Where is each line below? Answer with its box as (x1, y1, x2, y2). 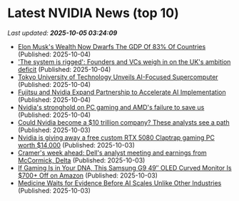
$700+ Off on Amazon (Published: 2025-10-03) (17, 171, 158, 180)
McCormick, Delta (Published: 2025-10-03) (17, 155, 146, 165)
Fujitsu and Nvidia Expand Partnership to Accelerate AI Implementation (17, 88, 226, 96)
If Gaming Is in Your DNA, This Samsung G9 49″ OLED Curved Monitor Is (17, 163, 232, 172)
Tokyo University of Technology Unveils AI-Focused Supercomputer (17, 73, 219, 81)
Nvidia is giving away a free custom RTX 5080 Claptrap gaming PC (17, 133, 215, 142)
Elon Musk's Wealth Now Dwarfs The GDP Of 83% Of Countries (17, 42, 206, 51)
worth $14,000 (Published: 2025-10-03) (17, 140, 136, 149)
